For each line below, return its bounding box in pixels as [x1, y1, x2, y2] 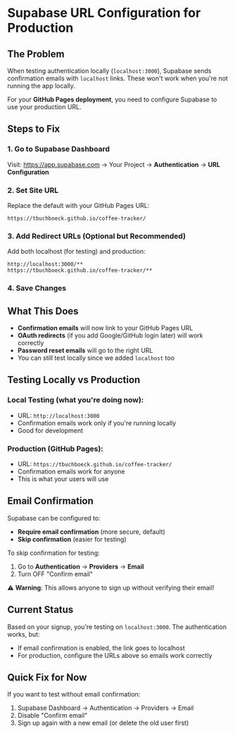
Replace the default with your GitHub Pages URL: [7, 201, 150, 209]
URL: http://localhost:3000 [17, 411, 100, 420]
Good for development [17, 426, 83, 435]
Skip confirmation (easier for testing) [17, 535, 127, 543]
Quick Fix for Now [7, 671, 87, 684]
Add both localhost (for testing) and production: [7, 247, 146, 256]
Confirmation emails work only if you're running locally [17, 418, 177, 427]
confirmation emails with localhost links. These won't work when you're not [7, 74, 229, 82]
